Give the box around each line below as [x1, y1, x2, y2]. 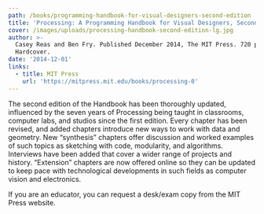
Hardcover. [15, 48, 51, 56]
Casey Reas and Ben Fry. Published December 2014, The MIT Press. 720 [15, 41, 251, 49]
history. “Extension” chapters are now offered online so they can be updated [8, 157, 256, 167]
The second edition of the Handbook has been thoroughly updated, [8, 99, 226, 109]
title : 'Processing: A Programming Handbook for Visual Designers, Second [8, 19, 258, 27]
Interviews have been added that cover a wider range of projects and [8, 149, 233, 158]
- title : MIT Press [15, 70, 79, 78]
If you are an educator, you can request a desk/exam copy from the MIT [8, 190, 241, 199]
